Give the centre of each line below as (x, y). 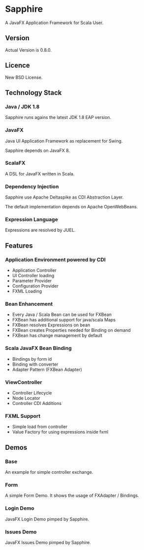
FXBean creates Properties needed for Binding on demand (72, 330)
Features (19, 246)
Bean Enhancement (29, 304)
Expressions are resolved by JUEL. (40, 230)
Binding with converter (35, 364)
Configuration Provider (35, 286)
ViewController (24, 382)
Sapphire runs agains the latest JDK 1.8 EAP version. (58, 117)
